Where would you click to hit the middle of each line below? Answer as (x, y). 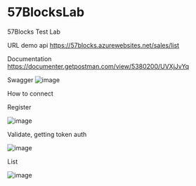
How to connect (31, 93)
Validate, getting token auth (47, 134)
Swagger (20, 80)
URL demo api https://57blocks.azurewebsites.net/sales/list (93, 45)
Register (19, 107)
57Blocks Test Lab (34, 32)
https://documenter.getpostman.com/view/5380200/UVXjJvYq (98, 66)
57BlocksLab (46, 12)
